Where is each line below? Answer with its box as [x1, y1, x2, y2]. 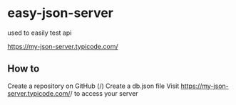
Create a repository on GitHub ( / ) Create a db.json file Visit [7, 82, 180, 90]
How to [7, 62, 40, 75]
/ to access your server [70, 89, 138, 97]
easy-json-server [7, 5, 114, 21]
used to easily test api [7, 28, 72, 37]
